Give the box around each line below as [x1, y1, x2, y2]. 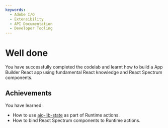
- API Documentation [10, 21, 53, 26]
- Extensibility [10, 16, 44, 21]
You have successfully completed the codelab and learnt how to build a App [5, 64, 163, 70]
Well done [5, 47, 48, 59]
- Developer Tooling [10, 26, 53, 31]
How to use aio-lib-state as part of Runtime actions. [12, 112, 120, 118]
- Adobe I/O [10, 12, 35, 17]
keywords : [5, 7, 26, 12]
